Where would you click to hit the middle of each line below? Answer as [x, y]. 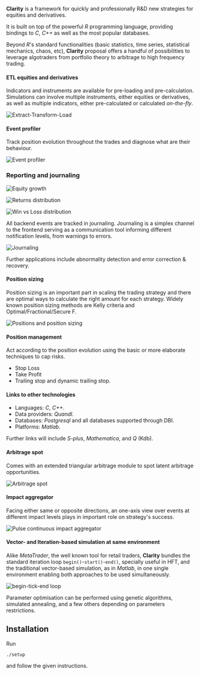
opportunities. [23, 472]
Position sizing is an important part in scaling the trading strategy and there [99, 292]
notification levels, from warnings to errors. [59, 236]
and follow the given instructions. [47, 665]
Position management [34, 337]
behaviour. [19, 148]
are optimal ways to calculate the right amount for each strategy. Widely [95, 299]
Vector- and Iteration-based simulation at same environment [83, 542]
